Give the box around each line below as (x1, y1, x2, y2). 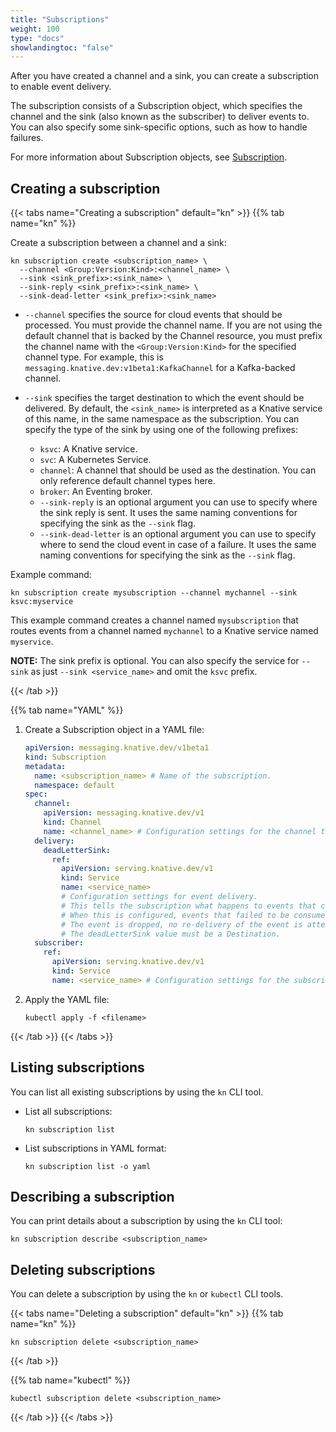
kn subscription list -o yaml (24, 1161, 152, 1171)
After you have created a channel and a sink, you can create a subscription (10, 70, 320, 82)
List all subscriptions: (24, 1105, 113, 1117)
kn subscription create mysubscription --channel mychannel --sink (10, 588, 298, 598)
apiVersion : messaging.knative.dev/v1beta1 (24, 743, 210, 753)
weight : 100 (10, 24, 60, 34)
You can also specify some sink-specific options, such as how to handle (10, 121, 308, 133)
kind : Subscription (24, 752, 107, 762)
